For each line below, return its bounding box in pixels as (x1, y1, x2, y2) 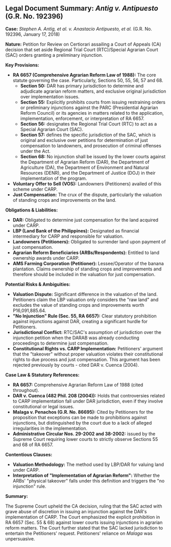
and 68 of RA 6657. (12, 441, 54, 448)
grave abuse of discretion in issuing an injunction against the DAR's (5, 508, 147, 514)
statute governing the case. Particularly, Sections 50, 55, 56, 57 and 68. (12, 77, 163, 83)
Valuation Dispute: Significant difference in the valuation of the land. (12, 291, 158, 297)
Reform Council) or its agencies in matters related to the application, (20, 110, 164, 116)
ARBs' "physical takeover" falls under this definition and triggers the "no (12, 477, 165, 483)
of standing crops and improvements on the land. (12, 197, 116, 203)
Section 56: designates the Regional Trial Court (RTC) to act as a (20, 120, 157, 127)
